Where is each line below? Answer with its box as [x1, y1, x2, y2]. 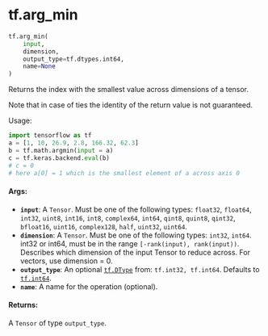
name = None [23, 62, 57, 70]
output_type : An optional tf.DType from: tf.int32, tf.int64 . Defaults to [19, 264, 260, 274]
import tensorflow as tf [8, 132, 92, 140]
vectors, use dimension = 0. [19, 256, 113, 266]
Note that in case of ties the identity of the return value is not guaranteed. [8, 100, 253, 110]
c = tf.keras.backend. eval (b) [8, 153, 111, 162]
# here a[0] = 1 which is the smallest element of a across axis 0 [8, 169, 241, 177]
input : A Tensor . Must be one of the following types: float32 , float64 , [19, 204, 252, 214]
